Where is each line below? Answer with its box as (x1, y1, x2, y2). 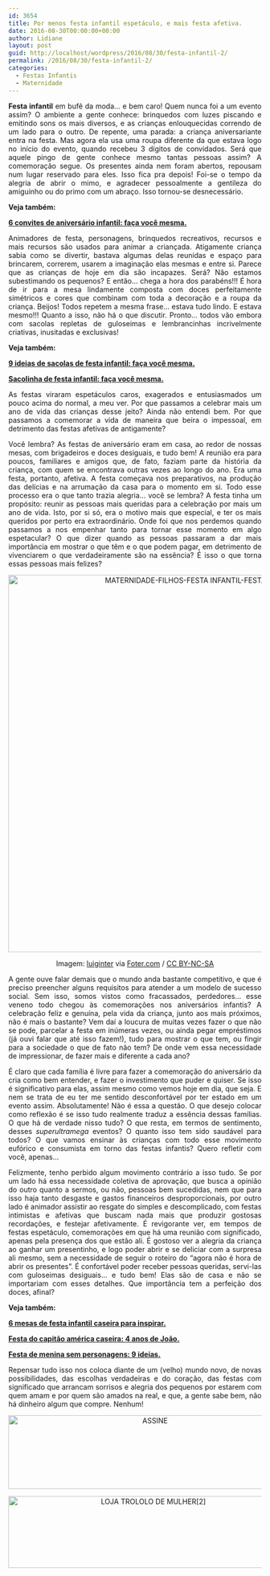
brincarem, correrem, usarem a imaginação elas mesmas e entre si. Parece (8, 259, 262, 268)
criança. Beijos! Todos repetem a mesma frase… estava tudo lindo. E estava (8, 301, 262, 311)
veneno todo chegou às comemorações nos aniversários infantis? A (8, 1000, 262, 1009)
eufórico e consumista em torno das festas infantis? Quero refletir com (8, 1143, 262, 1153)
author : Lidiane (8, 34, 63, 43)
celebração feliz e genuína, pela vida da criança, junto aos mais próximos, (8, 1008, 262, 1017)
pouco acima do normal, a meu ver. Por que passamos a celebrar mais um (8, 398, 262, 407)
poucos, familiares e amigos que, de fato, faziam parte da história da (8, 456, 262, 466)
